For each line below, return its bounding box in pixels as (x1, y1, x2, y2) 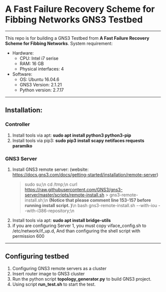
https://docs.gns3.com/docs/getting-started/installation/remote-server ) (12, 171, 159, 177)
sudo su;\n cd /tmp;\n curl (24, 181, 78, 187)
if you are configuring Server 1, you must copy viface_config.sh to (12, 222, 147, 228)
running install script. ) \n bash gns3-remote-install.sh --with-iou (24, 202, 157, 208)
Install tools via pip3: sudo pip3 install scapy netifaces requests (12, 138, 145, 144)
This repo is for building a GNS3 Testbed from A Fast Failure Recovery (5, 35, 150, 41)
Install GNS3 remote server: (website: (12, 166, 89, 172)
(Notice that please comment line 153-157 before (49, 197, 151, 203)
